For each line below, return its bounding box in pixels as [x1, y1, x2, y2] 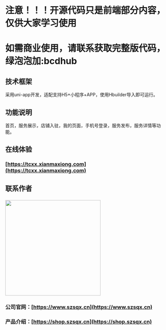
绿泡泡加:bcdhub [5, 56, 77, 67]
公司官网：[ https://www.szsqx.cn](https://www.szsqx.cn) [5, 304, 153, 311]
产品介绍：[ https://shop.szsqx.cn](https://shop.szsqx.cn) [5, 318, 152, 325]
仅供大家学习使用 [5, 17, 77, 29]
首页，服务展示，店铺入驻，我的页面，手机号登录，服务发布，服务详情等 [5, 123, 156, 128]
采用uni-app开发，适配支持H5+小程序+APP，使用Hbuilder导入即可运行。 [5, 92, 158, 98]
